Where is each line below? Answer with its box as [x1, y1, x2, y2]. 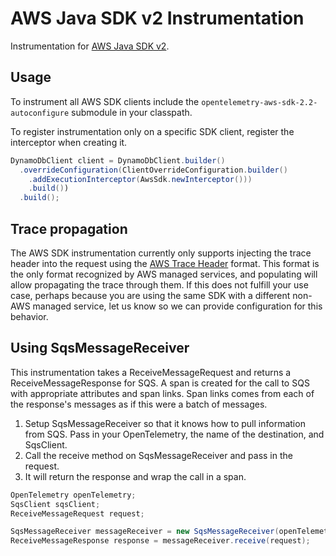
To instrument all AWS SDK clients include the [10, 95, 200, 107]
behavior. [10, 310, 49, 322]
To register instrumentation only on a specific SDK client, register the [10, 125, 295, 137]
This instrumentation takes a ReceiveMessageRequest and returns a [10, 366, 292, 378]
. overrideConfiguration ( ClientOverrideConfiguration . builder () [19, 165, 288, 175]
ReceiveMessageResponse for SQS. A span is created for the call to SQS [10, 377, 310, 389]
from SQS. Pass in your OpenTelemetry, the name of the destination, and [24, 428, 325, 440]
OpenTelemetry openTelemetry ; [10, 490, 137, 500]
